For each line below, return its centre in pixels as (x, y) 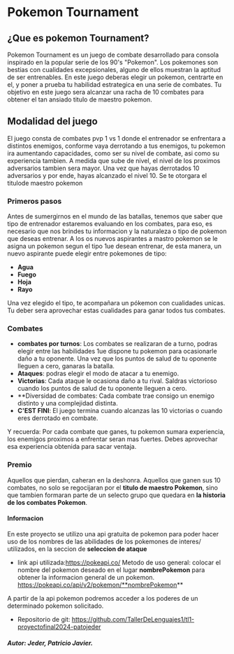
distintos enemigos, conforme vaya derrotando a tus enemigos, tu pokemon (116, 146)
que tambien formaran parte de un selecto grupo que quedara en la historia (116, 495)
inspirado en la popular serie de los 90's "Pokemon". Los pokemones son (113, 62)
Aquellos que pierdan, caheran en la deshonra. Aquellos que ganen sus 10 (114, 480)
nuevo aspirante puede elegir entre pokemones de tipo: (87, 253)
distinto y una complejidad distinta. (67, 403)
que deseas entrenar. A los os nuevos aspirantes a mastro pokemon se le (112, 239)
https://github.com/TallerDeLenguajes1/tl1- (133, 619)
